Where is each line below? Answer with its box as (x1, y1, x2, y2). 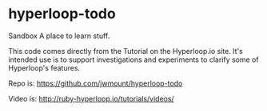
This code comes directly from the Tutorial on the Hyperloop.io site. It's (8, 46, 244, 55)
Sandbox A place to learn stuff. (8, 31, 110, 40)
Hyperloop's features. (8, 63, 81, 72)
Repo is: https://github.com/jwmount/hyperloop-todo (8, 78, 183, 88)
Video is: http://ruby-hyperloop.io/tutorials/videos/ (8, 94, 174, 103)
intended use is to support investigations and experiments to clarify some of (8, 55, 259, 64)
